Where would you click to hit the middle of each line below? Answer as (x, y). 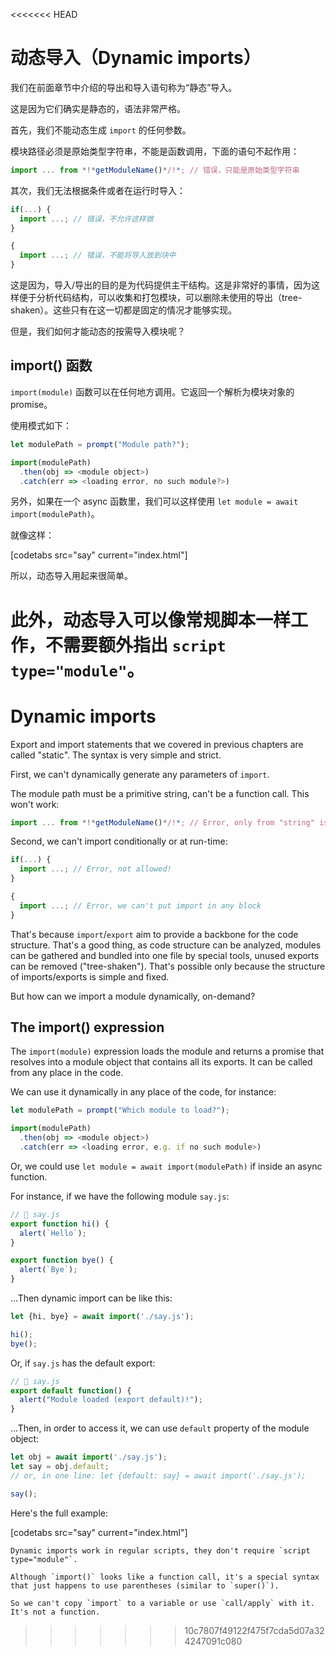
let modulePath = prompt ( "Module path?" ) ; (100, 444)
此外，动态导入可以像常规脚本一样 (151, 620)
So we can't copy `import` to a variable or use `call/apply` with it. (162, 1603)
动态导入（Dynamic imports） (136, 58)
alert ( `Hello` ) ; (53, 1233)
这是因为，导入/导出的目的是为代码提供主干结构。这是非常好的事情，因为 (161, 285)
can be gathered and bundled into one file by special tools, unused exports (165, 955)
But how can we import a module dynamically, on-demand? (133, 996)
